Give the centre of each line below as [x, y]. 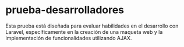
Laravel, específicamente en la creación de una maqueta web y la [84, 32]
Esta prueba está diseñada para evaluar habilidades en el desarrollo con [92, 26]
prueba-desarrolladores [65, 10]
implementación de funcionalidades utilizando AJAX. [69, 38]
